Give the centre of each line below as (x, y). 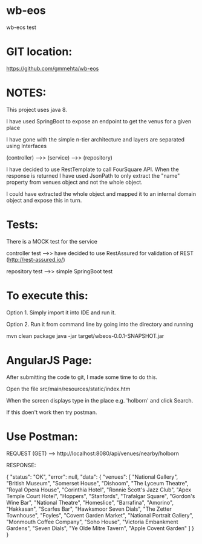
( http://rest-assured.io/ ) (36, 259)
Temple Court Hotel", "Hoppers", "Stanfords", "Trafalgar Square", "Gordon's (101, 496)
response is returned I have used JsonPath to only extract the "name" (93, 175)
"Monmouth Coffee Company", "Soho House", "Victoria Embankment (92, 522)
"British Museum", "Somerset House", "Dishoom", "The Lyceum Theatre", (97, 483)
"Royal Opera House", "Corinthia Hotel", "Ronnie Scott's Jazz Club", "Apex (99, 490)
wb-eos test (21, 27)
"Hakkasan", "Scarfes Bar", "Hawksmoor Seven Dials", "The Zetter (89, 509)
